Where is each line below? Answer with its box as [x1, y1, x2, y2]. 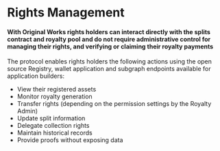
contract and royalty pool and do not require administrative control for [7, 35, 211, 43]
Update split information [16, 114, 86, 122]
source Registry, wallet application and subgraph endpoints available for [7, 65, 211, 73]
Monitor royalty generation [16, 92, 93, 100]
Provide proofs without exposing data [16, 136, 123, 144]
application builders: [7, 72, 65, 80]
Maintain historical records [16, 128, 93, 137]
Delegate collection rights [16, 122, 90, 130]
